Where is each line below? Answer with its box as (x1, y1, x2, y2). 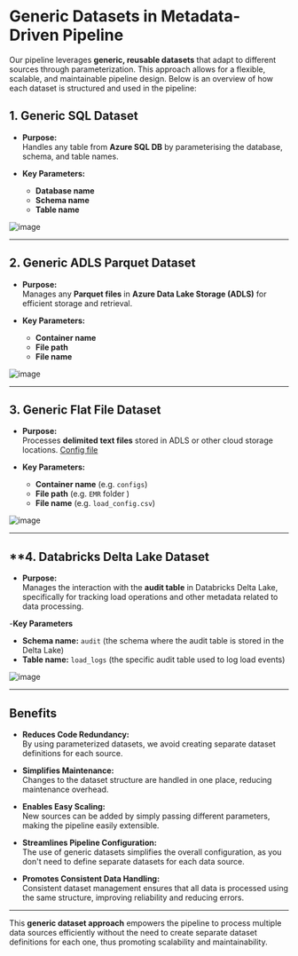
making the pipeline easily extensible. (21, 820, 160, 831)
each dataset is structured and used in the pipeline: (9, 83, 197, 93)
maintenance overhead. (21, 784, 109, 794)
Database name (35, 185, 95, 196)
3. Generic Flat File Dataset (9, 402, 161, 417)
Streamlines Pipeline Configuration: (21, 837, 157, 848)
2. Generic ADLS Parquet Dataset (9, 256, 196, 271)
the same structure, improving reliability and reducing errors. (21, 892, 245, 903)
